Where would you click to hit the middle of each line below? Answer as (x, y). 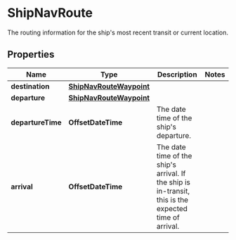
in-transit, (173, 191)
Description (177, 74)
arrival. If (171, 173)
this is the (172, 200)
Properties (31, 55)
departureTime (36, 122)
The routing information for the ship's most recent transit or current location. (118, 32)
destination (30, 86)
